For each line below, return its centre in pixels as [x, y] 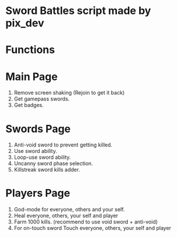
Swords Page [38, 129]
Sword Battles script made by [78, 11]
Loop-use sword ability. [42, 157]
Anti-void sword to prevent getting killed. [63, 145]
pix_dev [25, 23]
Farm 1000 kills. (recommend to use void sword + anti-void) [86, 222]
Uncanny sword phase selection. [53, 163]
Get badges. [29, 105]
